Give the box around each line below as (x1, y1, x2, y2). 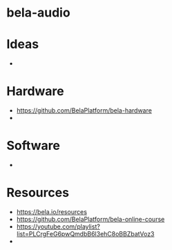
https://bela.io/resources (16, 207, 88, 215)
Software (6, 138, 60, 153)
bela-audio (6, 5, 70, 21)
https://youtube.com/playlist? (16, 222, 101, 231)
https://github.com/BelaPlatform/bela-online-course (16, 215, 165, 223)
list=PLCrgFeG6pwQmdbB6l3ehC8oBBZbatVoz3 (16, 229, 155, 238)
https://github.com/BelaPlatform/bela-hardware (16, 106, 153, 115)
